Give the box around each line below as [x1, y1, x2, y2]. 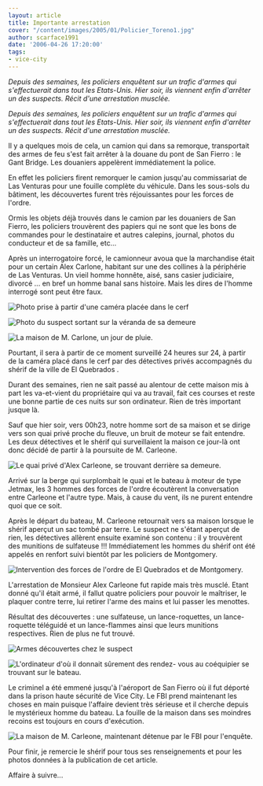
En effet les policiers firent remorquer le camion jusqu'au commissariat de [8, 172, 247, 182]
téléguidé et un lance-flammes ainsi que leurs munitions [37, 620, 219, 629]
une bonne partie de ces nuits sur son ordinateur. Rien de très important [8, 397, 241, 406]
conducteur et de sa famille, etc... [8, 238, 117, 248]
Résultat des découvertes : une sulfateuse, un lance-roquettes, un [8, 611, 222, 622]
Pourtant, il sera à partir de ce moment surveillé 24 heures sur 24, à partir [8, 348, 246, 357]
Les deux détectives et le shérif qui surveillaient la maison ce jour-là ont [8, 437, 241, 446]
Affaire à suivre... [8, 770, 64, 780]
